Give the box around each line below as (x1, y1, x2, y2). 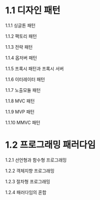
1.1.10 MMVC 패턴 (5, 119, 41, 125)
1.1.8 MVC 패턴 (5, 97, 35, 104)
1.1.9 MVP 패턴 (5, 109, 35, 115)
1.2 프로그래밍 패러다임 (5, 139, 96, 151)
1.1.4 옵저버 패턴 (5, 54, 37, 61)
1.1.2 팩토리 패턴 (5, 33, 37, 39)
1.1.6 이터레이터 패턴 (5, 76, 45, 82)
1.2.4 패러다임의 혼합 (5, 189, 47, 195)
